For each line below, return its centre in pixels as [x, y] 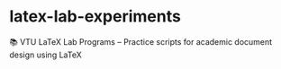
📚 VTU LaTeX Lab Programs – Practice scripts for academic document [141, 41]
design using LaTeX [46, 55]
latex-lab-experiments [95, 17]
